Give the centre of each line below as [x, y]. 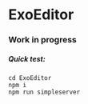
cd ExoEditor [30, 78]
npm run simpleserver [44, 92]
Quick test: [27, 58]
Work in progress [43, 40]
